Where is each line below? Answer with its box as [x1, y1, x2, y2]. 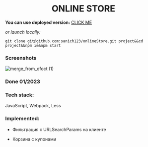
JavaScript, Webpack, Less [5, 103, 61, 109]
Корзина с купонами [12, 136, 57, 142]
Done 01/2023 [5, 78, 41, 85]
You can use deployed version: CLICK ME [5, 19, 92, 25]
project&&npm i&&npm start [5, 43, 61, 48]
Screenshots [5, 54, 37, 61]
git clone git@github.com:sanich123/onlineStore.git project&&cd [5, 38, 143, 44]
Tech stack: [5, 91, 34, 98]
